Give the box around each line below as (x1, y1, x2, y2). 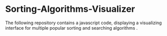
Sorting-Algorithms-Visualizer (5, 3, 135, 15)
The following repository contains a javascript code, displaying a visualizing (5, 20, 162, 26)
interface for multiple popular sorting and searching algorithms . (5, 25, 138, 31)
